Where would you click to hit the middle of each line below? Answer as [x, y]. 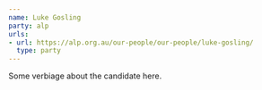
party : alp [29, 26]
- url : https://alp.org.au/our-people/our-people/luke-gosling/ [131, 42]
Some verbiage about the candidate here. [85, 76]
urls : [18, 34]
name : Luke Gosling [45, 17]
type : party [39, 51]
